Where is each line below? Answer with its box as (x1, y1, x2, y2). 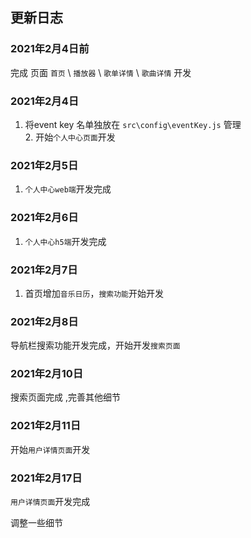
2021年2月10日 (10, 367, 84, 381)
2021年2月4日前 (10, 42, 90, 56)
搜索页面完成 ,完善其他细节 (10, 391, 121, 403)
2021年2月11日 (10, 419, 82, 433)
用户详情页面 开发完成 (10, 496, 91, 508)
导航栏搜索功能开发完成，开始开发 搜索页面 (10, 339, 181, 352)
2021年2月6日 (10, 211, 79, 225)
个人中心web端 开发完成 (24, 183, 112, 195)
